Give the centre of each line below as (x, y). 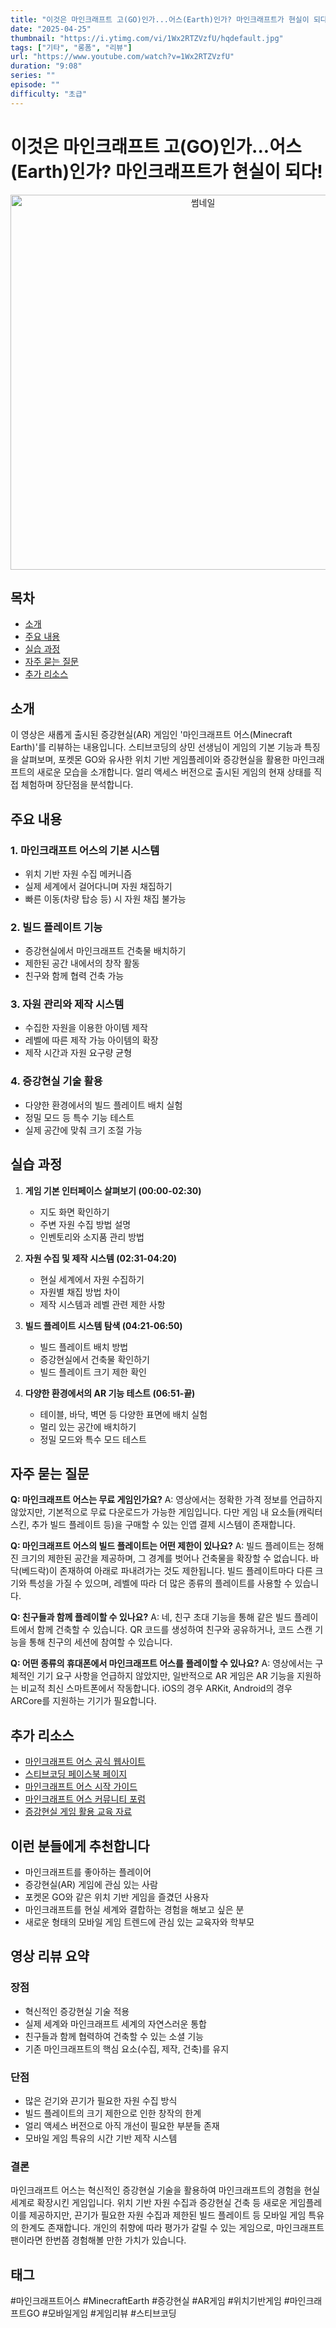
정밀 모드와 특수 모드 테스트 (93, 1439)
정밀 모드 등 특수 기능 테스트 (79, 1117)
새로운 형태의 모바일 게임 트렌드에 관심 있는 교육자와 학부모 (139, 1922)
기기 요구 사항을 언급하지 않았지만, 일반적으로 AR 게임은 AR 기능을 (165, 1676)
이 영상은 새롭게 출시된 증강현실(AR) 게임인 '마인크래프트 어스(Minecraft (151, 735)
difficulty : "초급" (49, 94)
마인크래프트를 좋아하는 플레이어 (88, 1872)
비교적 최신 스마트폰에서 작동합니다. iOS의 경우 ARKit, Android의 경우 (156, 1688)
